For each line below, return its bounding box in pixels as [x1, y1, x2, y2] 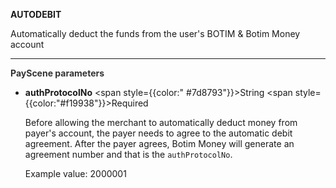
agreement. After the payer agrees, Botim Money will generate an [24, 138, 295, 149]
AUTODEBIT [10, 9, 62, 20]
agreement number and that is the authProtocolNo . [24, 149, 233, 160]
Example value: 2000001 [24, 168, 127, 179]
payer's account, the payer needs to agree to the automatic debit [24, 127, 293, 139]
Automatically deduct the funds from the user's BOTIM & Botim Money [10, 28, 301, 39]
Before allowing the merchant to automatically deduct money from [24, 117, 298, 128]
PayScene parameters [10, 67, 105, 79]
